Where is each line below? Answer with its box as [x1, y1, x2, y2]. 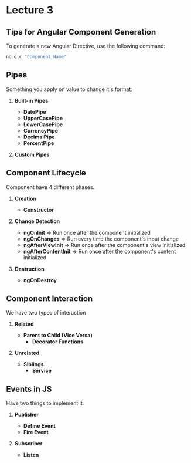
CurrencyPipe [23, 127, 59, 134]
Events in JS [6, 384, 52, 394]
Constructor [23, 206, 54, 213]
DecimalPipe [23, 133, 55, 140]
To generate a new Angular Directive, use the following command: [6, 42, 166, 49]
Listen [23, 451, 39, 458]
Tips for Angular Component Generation [6, 27, 156, 37]
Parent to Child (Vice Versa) [23, 332, 93, 339]
